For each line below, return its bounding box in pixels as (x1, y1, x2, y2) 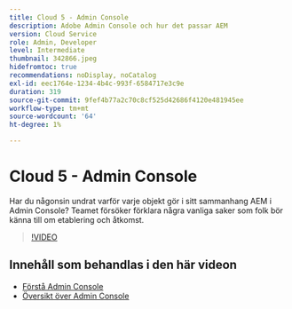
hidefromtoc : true (9, 63, 77, 72)
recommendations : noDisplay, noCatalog (9, 71, 157, 80)
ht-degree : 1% (9, 121, 62, 130)
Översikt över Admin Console (21, 290, 130, 301)
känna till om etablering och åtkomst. (9, 214, 145, 225)
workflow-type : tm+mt (9, 104, 90, 113)
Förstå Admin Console (21, 281, 104, 291)
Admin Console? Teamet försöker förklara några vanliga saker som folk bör (9, 205, 284, 216)
